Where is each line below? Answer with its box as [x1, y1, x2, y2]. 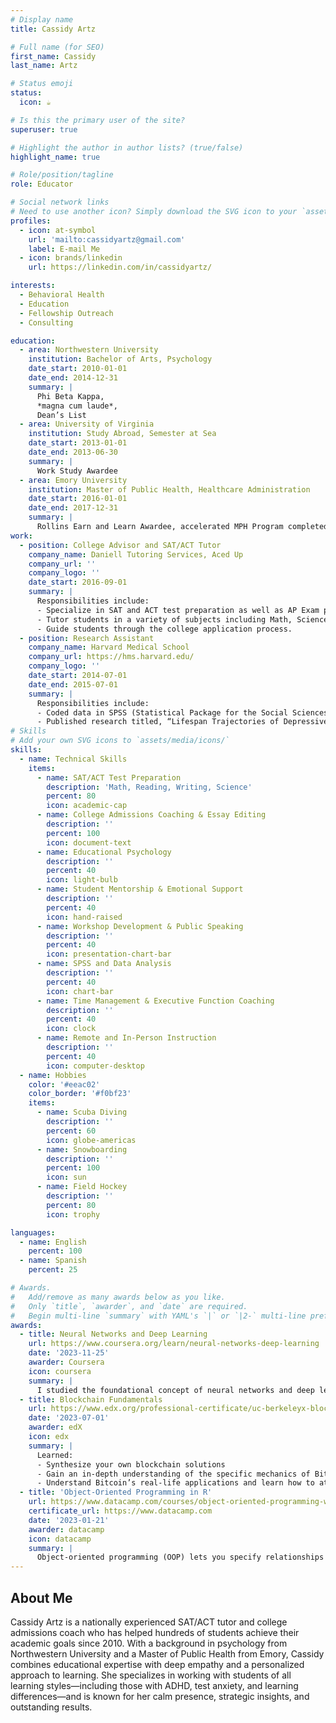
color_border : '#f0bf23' [28, 1089, 132, 1099]
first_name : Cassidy [10, 51, 97, 61]
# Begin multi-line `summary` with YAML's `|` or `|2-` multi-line [10, 1311, 307, 1321]
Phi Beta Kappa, [36, 391, 105, 401]
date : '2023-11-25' [28, 1348, 110, 1358]
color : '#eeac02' [28, 1079, 101, 1090]
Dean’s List [36, 410, 87, 420]
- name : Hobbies [19, 1070, 87, 1080]
